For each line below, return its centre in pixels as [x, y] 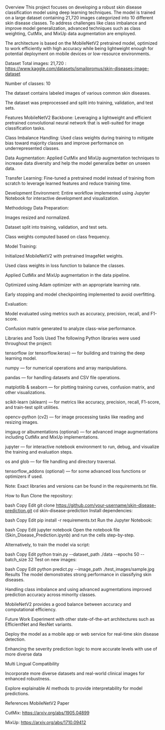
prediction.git [19, 510]
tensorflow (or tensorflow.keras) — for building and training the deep [75, 353]
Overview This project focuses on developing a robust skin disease [74, 7]
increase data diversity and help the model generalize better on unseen [78, 163]
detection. [16, 639]
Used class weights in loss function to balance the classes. [65, 265]
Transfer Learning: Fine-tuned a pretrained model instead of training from [80, 178]
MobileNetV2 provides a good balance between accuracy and [68, 604]
